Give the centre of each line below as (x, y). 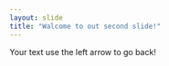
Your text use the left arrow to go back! (83, 52)
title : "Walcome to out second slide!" (85, 26)
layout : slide (37, 18)
